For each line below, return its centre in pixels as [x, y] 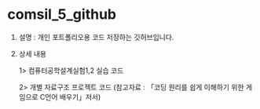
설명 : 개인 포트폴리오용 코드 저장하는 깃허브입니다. [96, 37]
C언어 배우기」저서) [70, 96]
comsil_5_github [62, 15]
